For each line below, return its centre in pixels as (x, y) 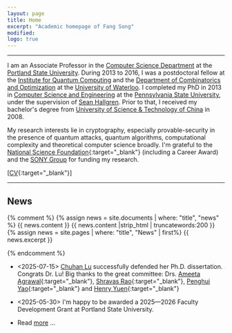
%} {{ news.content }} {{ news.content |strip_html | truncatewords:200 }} (111, 225)
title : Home (24, 20)
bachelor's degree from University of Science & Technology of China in (109, 110)
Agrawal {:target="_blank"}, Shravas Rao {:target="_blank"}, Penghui (114, 281)
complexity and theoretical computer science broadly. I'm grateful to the (110, 145)
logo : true (23, 39)
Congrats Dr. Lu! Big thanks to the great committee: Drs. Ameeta (109, 274)
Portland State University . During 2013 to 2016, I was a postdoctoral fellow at (116, 73)
